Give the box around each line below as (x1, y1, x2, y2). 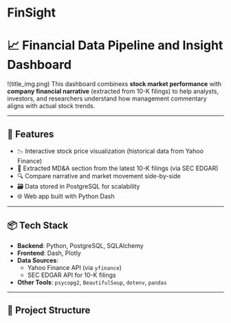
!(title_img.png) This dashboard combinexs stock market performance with (7, 80, 222, 88)
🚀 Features (7, 128, 54, 140)
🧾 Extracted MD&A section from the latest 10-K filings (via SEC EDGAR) (16, 164, 219, 172)
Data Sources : (16, 256, 58, 264)
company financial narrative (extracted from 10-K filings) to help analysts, (7, 87, 219, 96)
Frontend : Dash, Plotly (16, 249, 81, 257)
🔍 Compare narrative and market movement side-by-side (16, 171, 181, 180)
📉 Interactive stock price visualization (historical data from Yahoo (16, 147, 204, 155)
